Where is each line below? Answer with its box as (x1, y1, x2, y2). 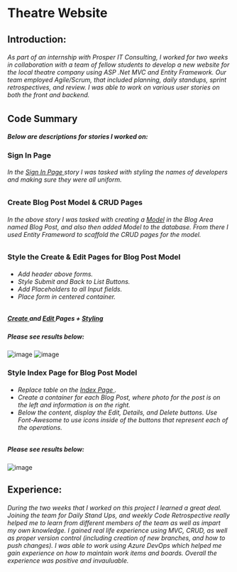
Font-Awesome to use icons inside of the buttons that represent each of (17, 415, 228, 424)
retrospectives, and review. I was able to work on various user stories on (7, 83, 220, 92)
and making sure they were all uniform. (7, 175, 122, 184)
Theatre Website (7, 5, 108, 21)
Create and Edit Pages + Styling (7, 314, 104, 323)
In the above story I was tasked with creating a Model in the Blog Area (7, 215, 214, 224)
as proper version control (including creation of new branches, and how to (7, 534, 226, 542)
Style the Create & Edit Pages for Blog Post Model (7, 252, 181, 262)
